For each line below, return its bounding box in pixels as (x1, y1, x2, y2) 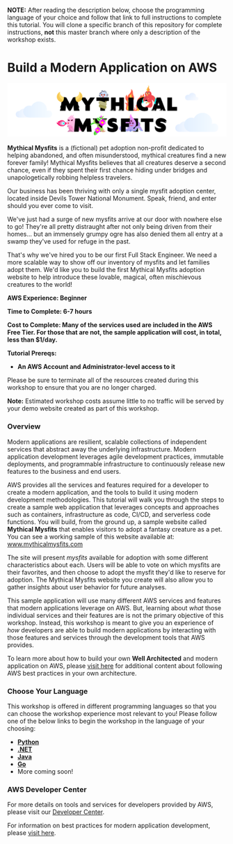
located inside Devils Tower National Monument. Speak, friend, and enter (7, 194, 217, 202)
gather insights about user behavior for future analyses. (7, 582, 167, 591)
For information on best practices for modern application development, (7, 821, 211, 830)
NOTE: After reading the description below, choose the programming (7, 6, 205, 14)
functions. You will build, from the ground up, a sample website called (7, 518, 207, 526)
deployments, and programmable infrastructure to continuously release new (7, 459, 225, 468)
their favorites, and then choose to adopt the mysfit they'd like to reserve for (7, 568, 226, 576)
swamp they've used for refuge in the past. (7, 237, 131, 246)
